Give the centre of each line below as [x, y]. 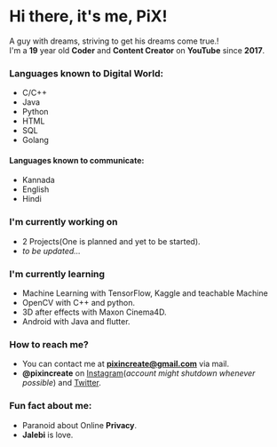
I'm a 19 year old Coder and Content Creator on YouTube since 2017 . [137, 50]
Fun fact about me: [51, 406]
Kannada [38, 180]
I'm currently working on [63, 222]
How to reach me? [49, 344]
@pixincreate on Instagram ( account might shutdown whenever [138, 373]
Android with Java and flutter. [76, 322]
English [36, 189]
